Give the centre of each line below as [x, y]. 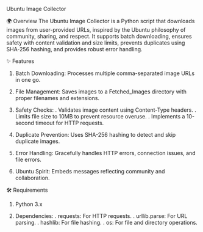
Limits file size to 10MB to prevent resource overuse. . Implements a [100, 116]
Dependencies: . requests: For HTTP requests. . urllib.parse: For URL [101, 216]
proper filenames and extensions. [57, 98]
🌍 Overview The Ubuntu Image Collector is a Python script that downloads [101, 21]
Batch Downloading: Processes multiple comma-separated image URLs [105, 73]
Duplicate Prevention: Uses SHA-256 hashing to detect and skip [95, 135]
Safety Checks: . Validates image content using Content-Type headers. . [106, 110]
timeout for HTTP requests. [70, 123]
